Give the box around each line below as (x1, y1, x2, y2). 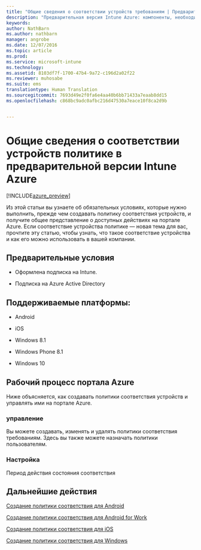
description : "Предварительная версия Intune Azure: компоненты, (6, 14, 172, 20)
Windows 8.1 (14, 336, 46, 344)
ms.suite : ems (6, 81, 42, 87)
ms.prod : (6, 53, 28, 59)
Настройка (6, 455, 40, 464)
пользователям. (6, 440, 47, 448)
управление (6, 414, 44, 423)
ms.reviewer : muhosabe (6, 75, 63, 81)
